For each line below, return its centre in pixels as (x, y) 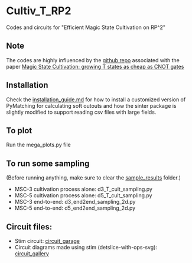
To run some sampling (48, 163)
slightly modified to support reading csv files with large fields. (81, 112)
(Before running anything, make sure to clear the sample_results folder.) (94, 178)
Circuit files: (29, 227)
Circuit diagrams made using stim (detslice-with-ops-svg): (86, 247)
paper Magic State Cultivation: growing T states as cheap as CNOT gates (95, 66)
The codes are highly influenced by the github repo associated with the (93, 60)
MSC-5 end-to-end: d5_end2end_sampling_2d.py (75, 208)
